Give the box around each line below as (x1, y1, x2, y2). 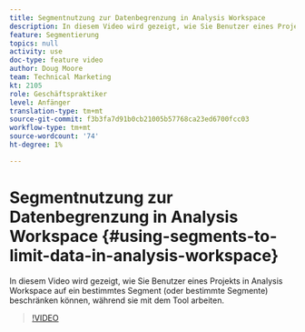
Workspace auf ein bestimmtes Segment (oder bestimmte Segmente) (9, 285, 269, 296)
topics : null (9, 38, 59, 48)
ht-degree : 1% (9, 140, 64, 149)
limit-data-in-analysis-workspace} (9, 245, 280, 266)
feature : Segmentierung (9, 30, 100, 39)
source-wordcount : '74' (9, 132, 100, 141)
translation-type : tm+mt (9, 106, 103, 116)
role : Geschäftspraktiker (9, 89, 107, 98)
